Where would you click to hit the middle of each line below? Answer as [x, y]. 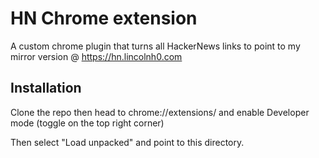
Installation [46, 88]
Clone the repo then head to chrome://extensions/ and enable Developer [160, 112]
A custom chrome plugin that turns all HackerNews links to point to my [155, 46]
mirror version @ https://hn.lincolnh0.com [96, 56]
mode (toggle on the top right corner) [87, 123]
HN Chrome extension [104, 18]
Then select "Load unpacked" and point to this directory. [127, 142]
